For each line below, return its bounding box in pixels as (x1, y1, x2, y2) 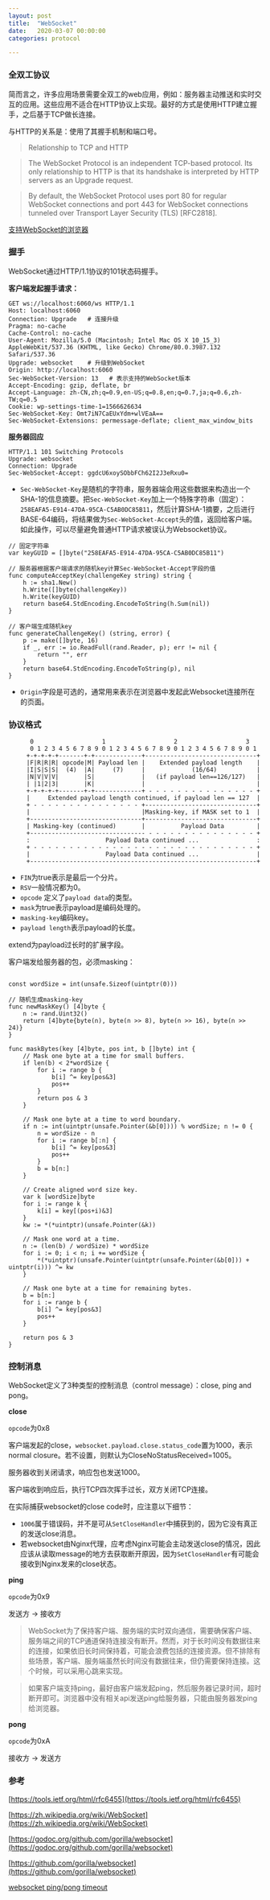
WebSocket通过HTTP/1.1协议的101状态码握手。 (8, 266, 163, 276)
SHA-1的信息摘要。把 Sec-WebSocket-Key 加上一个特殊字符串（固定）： (19, 494, 247, 504)
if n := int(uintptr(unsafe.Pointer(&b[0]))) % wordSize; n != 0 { (22, 1123, 253, 1131)
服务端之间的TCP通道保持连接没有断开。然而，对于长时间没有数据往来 (27, 1636, 261, 1646)
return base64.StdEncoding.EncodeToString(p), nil (22, 665, 196, 673)
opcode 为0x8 (8, 1424, 51, 1433)
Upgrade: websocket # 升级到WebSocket (8, 359, 145, 367)
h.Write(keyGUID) (22, 592, 81, 600)
